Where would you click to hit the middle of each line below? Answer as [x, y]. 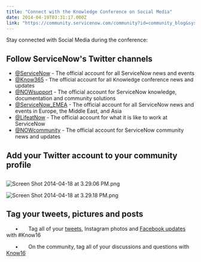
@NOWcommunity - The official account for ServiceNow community [99, 130]
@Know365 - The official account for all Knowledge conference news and [104, 80]
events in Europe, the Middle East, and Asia [68, 111]
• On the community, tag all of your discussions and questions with [102, 246]
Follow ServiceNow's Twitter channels [79, 58]
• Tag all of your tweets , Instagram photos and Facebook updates [100, 228]
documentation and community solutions [65, 98]
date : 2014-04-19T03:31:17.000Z [46, 17]
